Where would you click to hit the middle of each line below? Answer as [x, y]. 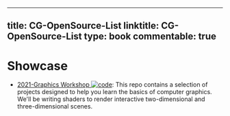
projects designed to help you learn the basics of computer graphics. [114, 92]
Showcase [38, 66]
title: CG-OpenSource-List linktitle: [83, 26]
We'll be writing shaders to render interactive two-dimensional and [111, 99]
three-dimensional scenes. [55, 106]
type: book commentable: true [150, 37]
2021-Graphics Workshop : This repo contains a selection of [112, 85]
